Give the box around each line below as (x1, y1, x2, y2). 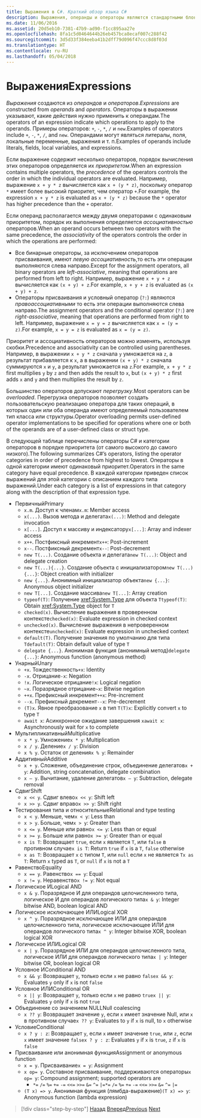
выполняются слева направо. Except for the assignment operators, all (14, 262, 190, 269)
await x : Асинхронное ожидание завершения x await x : (23, 717, 165, 724)
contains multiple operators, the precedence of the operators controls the (6, 168, 188, 175)
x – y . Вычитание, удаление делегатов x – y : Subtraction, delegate (23, 774, 193, 782)
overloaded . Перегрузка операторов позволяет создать (6, 393, 149, 401)
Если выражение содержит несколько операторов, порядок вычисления (6, 156, 193, 163)
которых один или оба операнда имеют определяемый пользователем (6, 406, 188, 413)
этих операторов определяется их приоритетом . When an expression (6, 162, 182, 169)
